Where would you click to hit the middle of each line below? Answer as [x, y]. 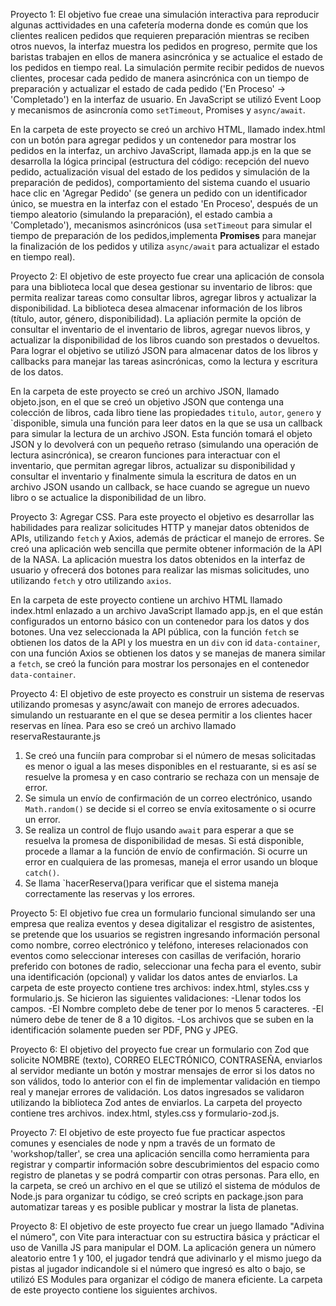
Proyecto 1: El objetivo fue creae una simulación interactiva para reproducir [165, 14]
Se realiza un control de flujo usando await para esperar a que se [159, 830]
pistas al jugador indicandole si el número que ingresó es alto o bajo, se [158, 1268]
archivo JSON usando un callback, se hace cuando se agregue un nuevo [160, 487]
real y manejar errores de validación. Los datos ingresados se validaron [157, 1092]
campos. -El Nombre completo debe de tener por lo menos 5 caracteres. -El [167, 1008]
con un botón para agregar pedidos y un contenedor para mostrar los [153, 140]
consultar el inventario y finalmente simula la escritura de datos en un [153, 476]
